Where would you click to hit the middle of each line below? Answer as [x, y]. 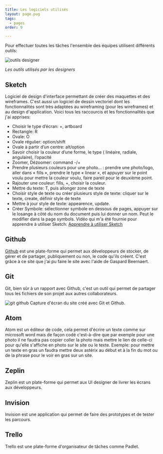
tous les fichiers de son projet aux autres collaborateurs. [61, 293]
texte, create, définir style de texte [46, 198]
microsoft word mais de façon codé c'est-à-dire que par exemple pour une [80, 335]
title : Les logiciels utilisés [37, 9]
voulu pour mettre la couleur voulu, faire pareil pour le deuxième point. [82, 178]
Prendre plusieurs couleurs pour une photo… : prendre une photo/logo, [83, 167]
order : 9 [14, 28]
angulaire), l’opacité [32, 157]
